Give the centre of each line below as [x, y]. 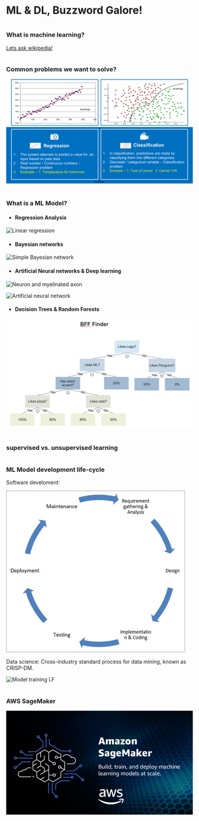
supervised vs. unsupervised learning [62, 448]
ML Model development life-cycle [55, 470]
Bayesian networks [39, 244]
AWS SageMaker [31, 701]
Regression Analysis [41, 217]
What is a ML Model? [37, 204]
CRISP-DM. [20, 668]
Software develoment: [33, 483]
